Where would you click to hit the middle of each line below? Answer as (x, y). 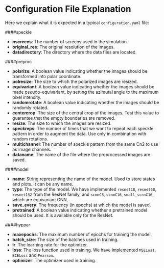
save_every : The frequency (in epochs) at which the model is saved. (82, 205)
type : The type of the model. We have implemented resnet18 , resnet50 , (84, 189)
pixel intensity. (27, 97)
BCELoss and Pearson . (33, 255)
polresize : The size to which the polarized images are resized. (75, 81)
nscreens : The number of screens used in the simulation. (70, 41)
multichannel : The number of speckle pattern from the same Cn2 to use (85, 144)
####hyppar (18, 225)
